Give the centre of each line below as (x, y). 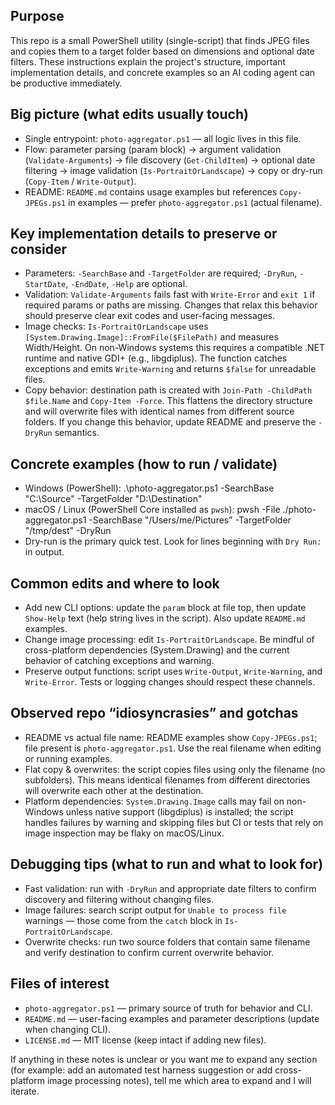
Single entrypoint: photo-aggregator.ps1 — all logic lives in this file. (163, 138)
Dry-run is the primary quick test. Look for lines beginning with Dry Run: (173, 541)
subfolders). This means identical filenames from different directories (167, 780)
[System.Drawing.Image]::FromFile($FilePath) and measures (151, 337)
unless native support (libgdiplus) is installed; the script (179, 811)
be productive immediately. (66, 83)
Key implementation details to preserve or (144, 234)
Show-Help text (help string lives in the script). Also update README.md (165, 618)
